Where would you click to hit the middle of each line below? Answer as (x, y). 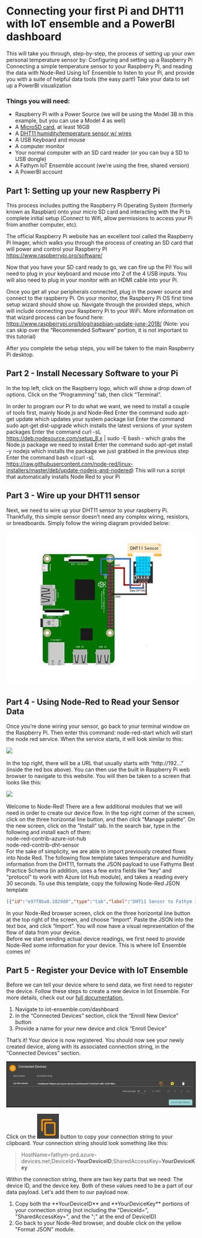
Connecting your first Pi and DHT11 (95, 11)
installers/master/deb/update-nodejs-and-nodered (69, 470)
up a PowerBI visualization (39, 85)
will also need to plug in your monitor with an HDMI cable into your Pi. (92, 280)
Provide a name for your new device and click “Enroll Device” (91, 1029)
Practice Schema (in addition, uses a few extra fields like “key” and (89, 870)
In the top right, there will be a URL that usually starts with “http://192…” (95, 763)
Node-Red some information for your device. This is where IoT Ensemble (96, 945)
